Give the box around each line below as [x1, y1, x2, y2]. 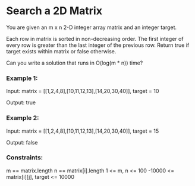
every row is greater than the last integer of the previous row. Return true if [6, 41, 190, 49]
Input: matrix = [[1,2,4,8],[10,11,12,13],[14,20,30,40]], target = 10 [6, 88, 159, 95]
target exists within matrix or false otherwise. [6, 47, 117, 54]
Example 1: [6, 74, 38, 82]
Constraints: [6, 153, 43, 162]
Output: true [6, 99, 36, 106]
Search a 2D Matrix [6, 4, 103, 18]
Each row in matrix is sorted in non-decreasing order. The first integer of [6, 35, 184, 42]
